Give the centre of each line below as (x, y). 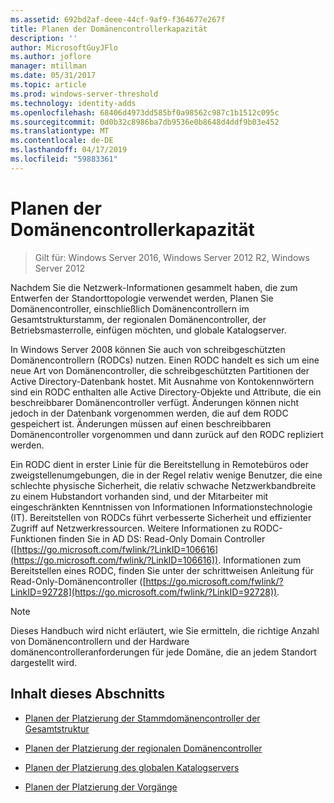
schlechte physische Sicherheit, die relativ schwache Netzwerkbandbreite (163, 485)
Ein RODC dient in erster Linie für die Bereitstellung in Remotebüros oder (159, 464)
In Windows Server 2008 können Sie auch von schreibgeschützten (148, 349)
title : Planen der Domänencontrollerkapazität (109, 29)
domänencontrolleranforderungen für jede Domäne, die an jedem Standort (163, 652)
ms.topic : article (48, 85)
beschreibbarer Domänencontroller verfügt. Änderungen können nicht (155, 402)
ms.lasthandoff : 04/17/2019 (69, 150)
